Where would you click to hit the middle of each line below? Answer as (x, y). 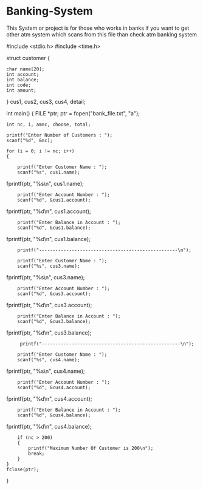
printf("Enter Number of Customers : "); (60, 135)
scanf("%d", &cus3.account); (54, 294)
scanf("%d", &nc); (29, 140)
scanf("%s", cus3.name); (49, 266)
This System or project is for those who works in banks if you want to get (98, 28)
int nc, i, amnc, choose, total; (49, 124)
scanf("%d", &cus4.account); (54, 387)
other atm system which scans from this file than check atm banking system (102, 34)
